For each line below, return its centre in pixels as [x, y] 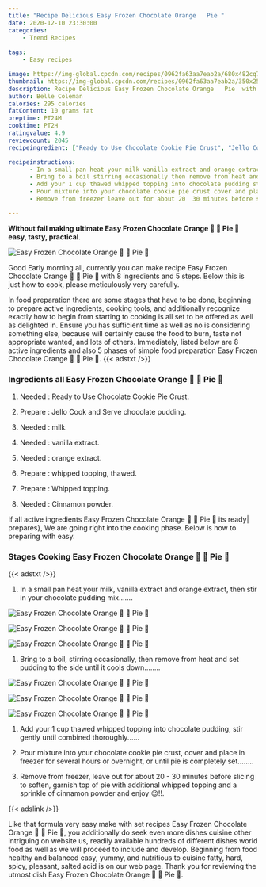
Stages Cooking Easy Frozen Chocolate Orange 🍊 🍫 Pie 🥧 [119, 556]
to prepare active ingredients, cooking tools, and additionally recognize [124, 308]
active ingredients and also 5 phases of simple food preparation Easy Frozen [133, 350]
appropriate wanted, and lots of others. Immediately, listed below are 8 [123, 342]
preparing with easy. [42, 537]
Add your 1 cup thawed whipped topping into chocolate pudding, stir [131, 729]
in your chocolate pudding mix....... [76, 598]
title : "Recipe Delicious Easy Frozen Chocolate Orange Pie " [116, 15]
